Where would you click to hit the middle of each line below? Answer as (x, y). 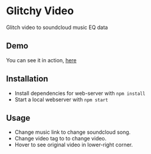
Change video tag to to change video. (60, 139)
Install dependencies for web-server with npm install (80, 93)
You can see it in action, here (41, 60)
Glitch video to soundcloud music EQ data (57, 27)
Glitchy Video (40, 11)
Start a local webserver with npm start (61, 100)
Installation (27, 79)
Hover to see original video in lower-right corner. (74, 145)
